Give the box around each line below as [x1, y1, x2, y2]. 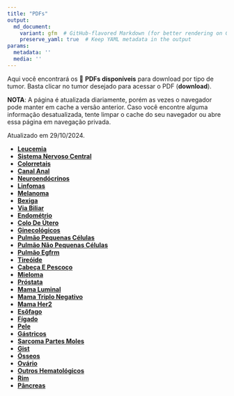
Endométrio [17, 211, 52, 219]
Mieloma [17, 270, 44, 278]
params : [7, 42, 30, 49]
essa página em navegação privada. [7, 118, 111, 126]
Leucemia [17, 144, 47, 153]
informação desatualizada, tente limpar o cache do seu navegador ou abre [7, 110, 221, 118]
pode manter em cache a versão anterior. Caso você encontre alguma [7, 102, 208, 111]
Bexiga [17, 196, 38, 205]
